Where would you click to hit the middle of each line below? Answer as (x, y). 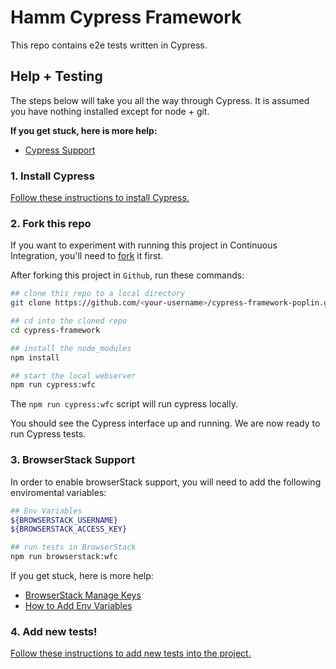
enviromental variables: (58, 492)
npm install (35, 357)
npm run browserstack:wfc (64, 557)
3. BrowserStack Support (73, 460)
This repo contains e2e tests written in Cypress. (109, 45)
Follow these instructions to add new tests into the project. (131, 653)
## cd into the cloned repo (69, 321)
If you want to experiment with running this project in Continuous (144, 245)
